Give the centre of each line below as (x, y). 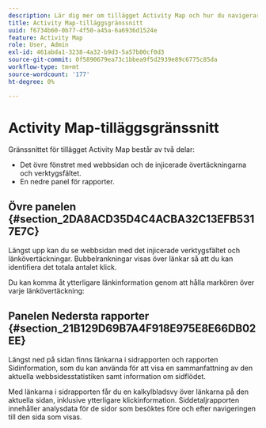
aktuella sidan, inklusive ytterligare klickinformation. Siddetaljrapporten (124, 400)
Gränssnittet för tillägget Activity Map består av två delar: (102, 150)
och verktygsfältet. (50, 173)
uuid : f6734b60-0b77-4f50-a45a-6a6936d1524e (83, 30)
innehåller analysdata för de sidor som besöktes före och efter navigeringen (132, 409)
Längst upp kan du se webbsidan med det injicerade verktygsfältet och (124, 251)
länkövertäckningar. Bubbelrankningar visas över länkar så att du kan (121, 259)
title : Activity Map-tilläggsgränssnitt (76, 23)
